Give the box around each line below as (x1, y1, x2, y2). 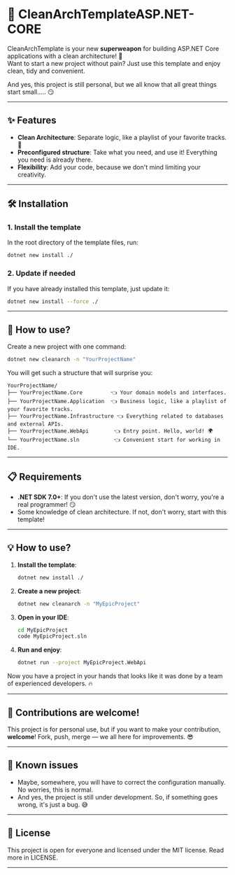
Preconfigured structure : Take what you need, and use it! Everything (17, 148, 218, 156)
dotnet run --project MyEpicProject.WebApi (17, 659, 147, 666)
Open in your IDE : (17, 612, 69, 622)
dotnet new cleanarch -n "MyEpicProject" (17, 600, 141, 608)
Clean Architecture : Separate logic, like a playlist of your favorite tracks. (17, 133, 227, 141)
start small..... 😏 (7, 87, 55, 96)
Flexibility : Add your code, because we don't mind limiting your (17, 162, 201, 171)
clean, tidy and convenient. (7, 66, 85, 75)
